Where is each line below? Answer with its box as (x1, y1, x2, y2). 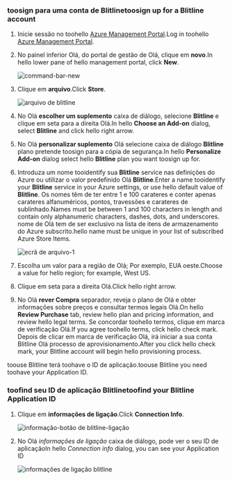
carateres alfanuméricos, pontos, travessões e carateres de (17, 198, 189, 206)
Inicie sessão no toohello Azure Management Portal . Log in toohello (17, 30, 210, 38)
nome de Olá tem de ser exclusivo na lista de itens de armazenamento (17, 220, 219, 228)
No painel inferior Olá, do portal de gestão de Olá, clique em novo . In (17, 51, 213, 59)
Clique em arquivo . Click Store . (17, 85, 106, 94)
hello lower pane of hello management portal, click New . (17, 58, 179, 67)
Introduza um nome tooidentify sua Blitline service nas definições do (17, 169, 215, 177)
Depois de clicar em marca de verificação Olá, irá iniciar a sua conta (17, 332, 213, 341)
